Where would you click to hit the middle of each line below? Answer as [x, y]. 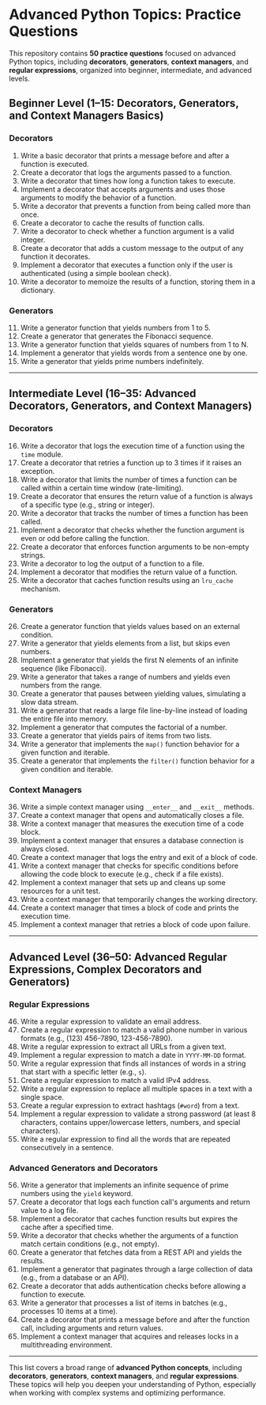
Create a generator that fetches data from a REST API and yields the [131, 1252]
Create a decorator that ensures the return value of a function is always [137, 496]
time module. [42, 454]
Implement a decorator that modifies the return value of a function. [129, 572]
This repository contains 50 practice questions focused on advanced [122, 53]
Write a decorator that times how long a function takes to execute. [128, 180]
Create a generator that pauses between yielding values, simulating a [133, 693]
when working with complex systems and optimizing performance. [117, 1393]
